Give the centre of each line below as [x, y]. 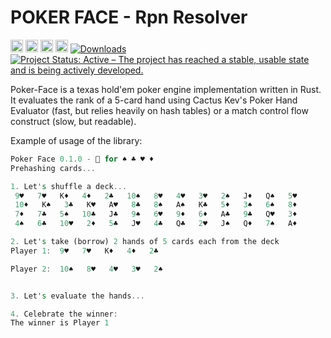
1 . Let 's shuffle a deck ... [69, 186]
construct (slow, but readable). [73, 121]
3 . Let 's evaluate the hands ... [77, 296]
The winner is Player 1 [60, 323]
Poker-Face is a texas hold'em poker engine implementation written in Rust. [166, 89]
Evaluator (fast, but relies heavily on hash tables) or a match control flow [159, 110]
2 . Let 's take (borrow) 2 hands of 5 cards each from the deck [145, 242]
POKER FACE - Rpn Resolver [129, 17]
